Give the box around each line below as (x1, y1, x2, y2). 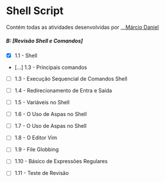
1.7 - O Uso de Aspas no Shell (14, 123, 87, 130)
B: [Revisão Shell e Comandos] (6, 37, 83, 44)
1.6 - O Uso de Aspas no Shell (14, 111, 87, 118)
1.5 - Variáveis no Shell (14, 99, 70, 106)
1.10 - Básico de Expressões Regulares (14, 158, 108, 165)
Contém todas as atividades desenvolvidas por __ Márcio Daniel (6, 24, 159, 31)
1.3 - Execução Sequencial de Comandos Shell (14, 75, 127, 82)
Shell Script (6, 4, 64, 18)
